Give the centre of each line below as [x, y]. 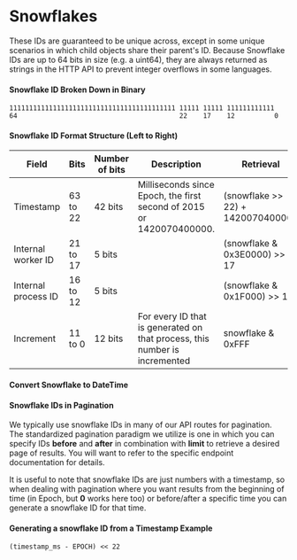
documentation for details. [57, 463]
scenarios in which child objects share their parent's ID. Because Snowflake [147, 50]
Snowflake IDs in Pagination [61, 405]
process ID [36, 297]
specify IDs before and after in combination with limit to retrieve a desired [145, 444]
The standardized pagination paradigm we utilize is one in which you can [142, 434]
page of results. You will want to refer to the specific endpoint [122, 453]
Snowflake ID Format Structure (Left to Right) [94, 136]
